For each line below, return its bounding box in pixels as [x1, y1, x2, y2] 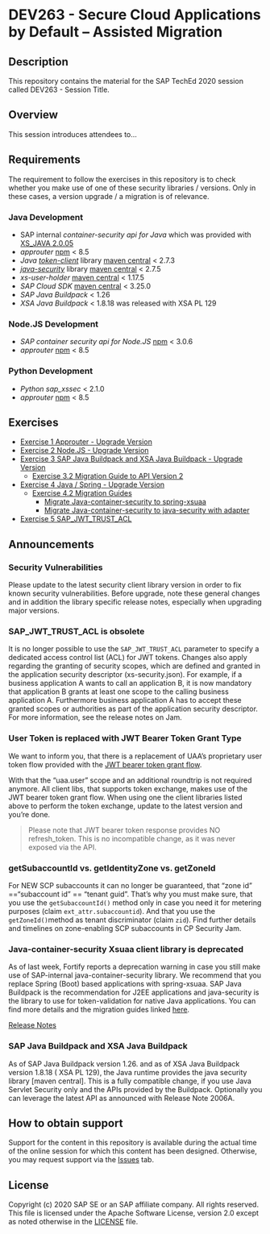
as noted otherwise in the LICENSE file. [8, 1217, 139, 1227]
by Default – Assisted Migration [8, 23, 223, 41]
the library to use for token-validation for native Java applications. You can [8, 996, 256, 1006]
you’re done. [8, 809, 51, 819]
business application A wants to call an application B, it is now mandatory [8, 679, 252, 688]
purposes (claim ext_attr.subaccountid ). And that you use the [8, 906, 216, 916]
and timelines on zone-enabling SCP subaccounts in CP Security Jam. [8, 923, 242, 933]
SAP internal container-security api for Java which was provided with [19, 230, 251, 239]
